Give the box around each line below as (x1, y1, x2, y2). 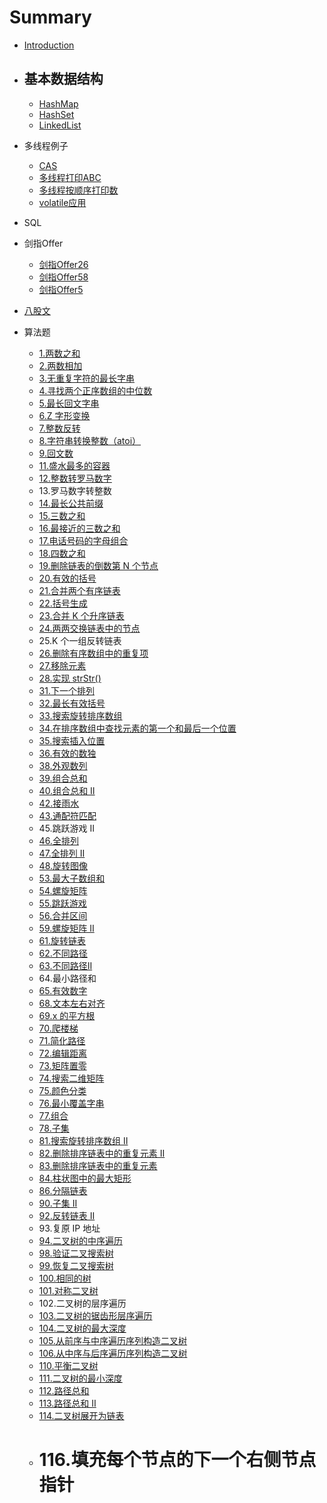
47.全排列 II (38, 847, 86, 859)
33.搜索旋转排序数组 (38, 709, 123, 721)
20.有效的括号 (38, 572, 97, 584)
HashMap (38, 97, 79, 110)
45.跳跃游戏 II (38, 822, 96, 834)
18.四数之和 (38, 547, 86, 559)
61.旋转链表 (38, 934, 87, 946)
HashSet (38, 108, 75, 120)
